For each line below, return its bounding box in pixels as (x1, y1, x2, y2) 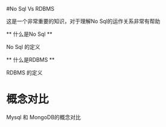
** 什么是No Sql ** (6, 30, 53, 37)
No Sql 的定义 (6, 44, 40, 50)
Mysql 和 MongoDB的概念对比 (6, 113, 81, 120)
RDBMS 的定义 (6, 69, 43, 76)
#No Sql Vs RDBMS (6, 5, 54, 12)
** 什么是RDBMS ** (6, 56, 55, 63)
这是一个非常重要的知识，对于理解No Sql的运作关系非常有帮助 (6, 18, 161, 25)
